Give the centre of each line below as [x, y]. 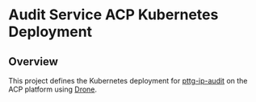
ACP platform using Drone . [53, 89]
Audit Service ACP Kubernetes [113, 15]
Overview [34, 61]
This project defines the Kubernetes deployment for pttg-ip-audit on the [128, 81]
